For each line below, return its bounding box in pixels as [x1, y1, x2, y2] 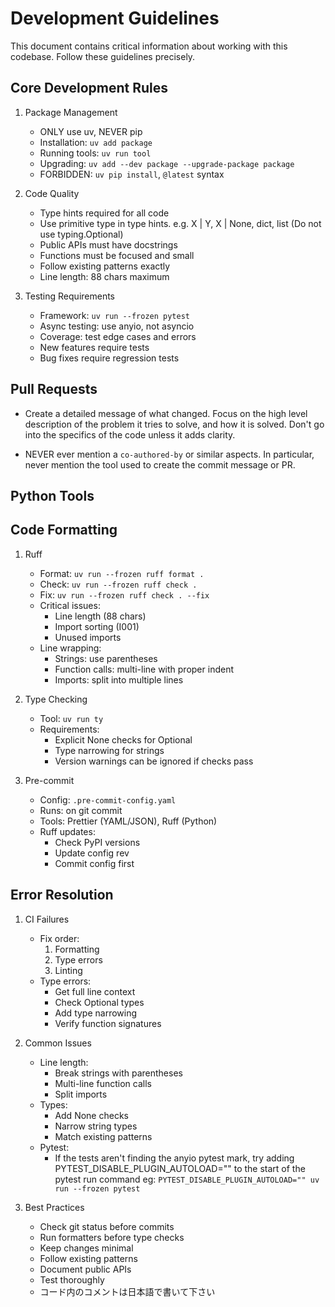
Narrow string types [54, 1120, 138, 1132]
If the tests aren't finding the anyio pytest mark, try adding [54, 1152, 295, 1164]
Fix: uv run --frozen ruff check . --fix [39, 588, 210, 601]
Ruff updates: [39, 825, 96, 837]
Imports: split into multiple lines [54, 673, 184, 686]
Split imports [54, 1088, 108, 1100]
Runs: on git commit [39, 804, 123, 816]
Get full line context [54, 985, 136, 997]
